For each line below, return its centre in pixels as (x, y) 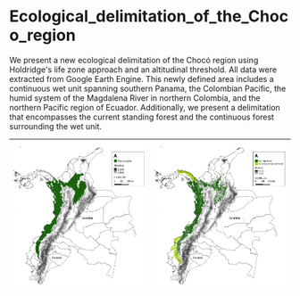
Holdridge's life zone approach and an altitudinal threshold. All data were (143, 70)
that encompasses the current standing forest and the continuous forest (142, 117)
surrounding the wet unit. (56, 126)
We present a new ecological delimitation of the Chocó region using (134, 60)
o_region (42, 35)
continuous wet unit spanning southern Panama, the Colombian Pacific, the (148, 88)
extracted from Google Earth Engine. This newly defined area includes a (142, 78)
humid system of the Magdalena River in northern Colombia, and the (135, 98)
